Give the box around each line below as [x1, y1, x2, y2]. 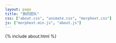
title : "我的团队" [5, 11, 40, 16]
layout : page [5, 7, 32, 12]
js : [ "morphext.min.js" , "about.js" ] [5, 20, 82, 25]
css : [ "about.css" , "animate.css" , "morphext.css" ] [5, 16, 112, 21]
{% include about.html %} [5, 33, 57, 39]
